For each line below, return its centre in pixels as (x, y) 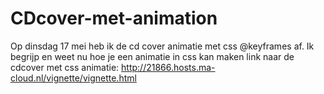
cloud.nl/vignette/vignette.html (73, 78)
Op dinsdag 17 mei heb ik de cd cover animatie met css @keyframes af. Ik (162, 46)
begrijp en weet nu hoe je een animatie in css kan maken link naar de (152, 56)
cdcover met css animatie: (65, 67)
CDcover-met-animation (114, 18)
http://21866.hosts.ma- (168, 67)
